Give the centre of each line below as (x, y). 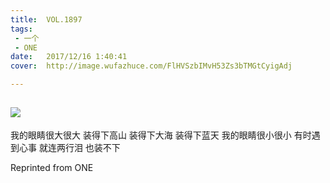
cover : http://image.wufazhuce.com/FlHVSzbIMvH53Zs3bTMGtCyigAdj (151, 66)
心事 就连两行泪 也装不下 (69, 147)
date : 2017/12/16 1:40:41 (69, 57)
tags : (21, 29)
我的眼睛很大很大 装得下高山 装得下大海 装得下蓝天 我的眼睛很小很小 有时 (161, 135)
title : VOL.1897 (46, 19)
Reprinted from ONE (52, 167)
